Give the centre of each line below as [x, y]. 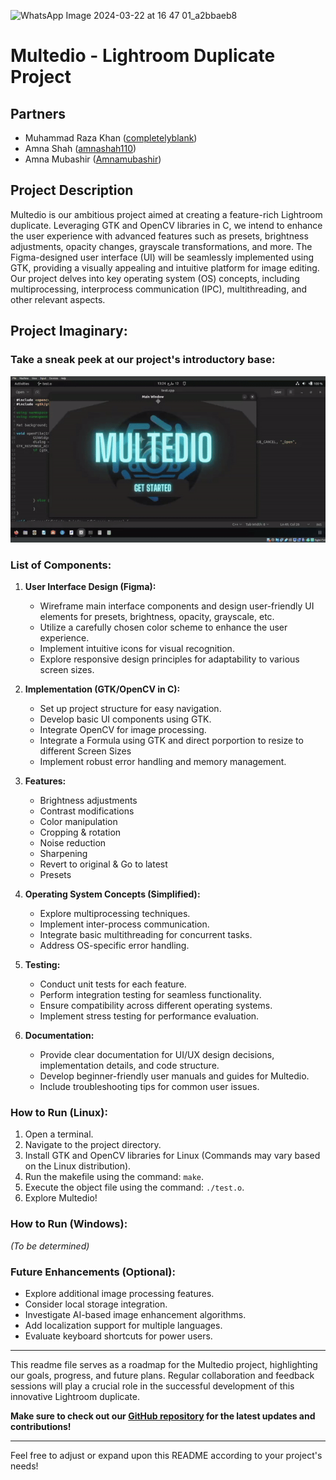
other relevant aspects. [58, 299]
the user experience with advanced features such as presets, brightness [159, 236]
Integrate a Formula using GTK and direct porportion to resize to [171, 741]
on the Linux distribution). [78, 1166]
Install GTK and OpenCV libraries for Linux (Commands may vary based [172, 1156]
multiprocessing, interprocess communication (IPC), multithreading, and [159, 289]
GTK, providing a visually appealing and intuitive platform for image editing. [165, 267]
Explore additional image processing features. [119, 1293]
